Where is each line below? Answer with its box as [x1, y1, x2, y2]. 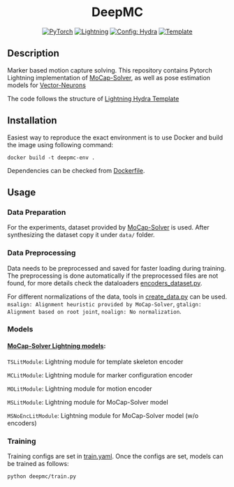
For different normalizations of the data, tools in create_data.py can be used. [7, 292, 227, 301]
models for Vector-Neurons [7, 81, 86, 89]
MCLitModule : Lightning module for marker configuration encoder [7, 370, 193, 379]
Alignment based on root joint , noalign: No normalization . [7, 307, 182, 315]
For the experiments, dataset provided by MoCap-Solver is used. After [7, 223, 210, 232]
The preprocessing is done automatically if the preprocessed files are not [7, 271, 219, 280]
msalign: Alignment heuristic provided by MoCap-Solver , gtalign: [7, 299, 202, 308]
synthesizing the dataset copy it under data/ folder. [7, 231, 155, 239]
